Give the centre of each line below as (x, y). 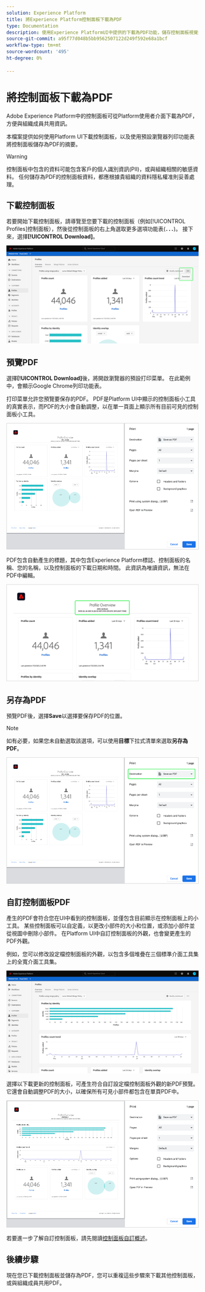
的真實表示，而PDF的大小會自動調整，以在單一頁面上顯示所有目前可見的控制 (103, 407)
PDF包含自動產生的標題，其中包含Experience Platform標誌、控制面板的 (96, 560)
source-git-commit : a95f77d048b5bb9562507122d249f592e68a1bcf (87, 39)
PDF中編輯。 (22, 575)
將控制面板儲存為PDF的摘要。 (44, 144)
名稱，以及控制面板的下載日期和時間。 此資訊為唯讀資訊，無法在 (108, 567)
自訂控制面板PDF (38, 903)
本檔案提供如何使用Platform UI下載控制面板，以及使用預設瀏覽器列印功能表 (101, 136)
